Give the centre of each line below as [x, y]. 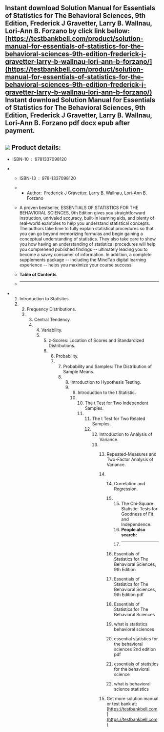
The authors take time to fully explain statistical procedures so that [86, 229]
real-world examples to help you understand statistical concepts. [85, 223]
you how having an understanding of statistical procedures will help [87, 244]
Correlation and [130, 484]
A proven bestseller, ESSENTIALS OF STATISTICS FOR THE [79, 208]
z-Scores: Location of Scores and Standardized [96, 340]
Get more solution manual [133, 699]
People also [133, 530]
